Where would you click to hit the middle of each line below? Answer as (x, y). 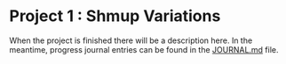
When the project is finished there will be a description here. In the (131, 40)
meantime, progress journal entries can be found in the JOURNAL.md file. (144, 49)
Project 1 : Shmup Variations (115, 16)
